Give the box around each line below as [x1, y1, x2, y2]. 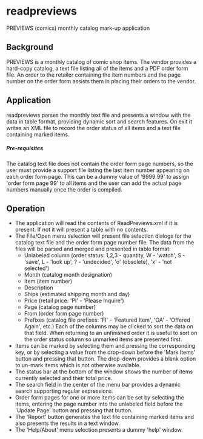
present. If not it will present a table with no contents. [15, 226, 148, 233]
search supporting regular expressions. [15, 387, 114, 395]
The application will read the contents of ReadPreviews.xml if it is [15, 219, 178, 227]
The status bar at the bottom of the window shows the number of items [15, 368, 193, 375]
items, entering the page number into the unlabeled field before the [15, 400, 183, 408]
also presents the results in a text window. [15, 420, 120, 427]
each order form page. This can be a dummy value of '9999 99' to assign [6, 173, 190, 180]
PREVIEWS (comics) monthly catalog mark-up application [6, 24, 150, 32]
